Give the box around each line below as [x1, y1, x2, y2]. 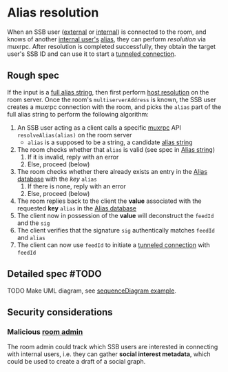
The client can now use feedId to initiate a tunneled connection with [17, 240, 210, 249]
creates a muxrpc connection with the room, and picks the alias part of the [7, 102, 222, 111]
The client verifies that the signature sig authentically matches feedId [17, 226, 216, 234]
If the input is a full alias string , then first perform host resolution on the [7, 88, 209, 96]
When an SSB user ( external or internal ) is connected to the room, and [7, 28, 207, 36]
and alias [17, 233, 46, 242]
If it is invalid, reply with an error [27, 153, 119, 161]
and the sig [17, 219, 50, 227]
